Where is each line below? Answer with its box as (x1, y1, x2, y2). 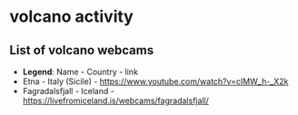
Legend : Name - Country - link (22, 66, 139, 77)
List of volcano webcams (9, 43, 154, 58)
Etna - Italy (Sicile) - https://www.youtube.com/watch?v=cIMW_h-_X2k (22, 76, 289, 87)
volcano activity (9, 6, 134, 27)
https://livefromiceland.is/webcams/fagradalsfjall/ (22, 95, 209, 106)
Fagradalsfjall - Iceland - (22, 86, 115, 96)
